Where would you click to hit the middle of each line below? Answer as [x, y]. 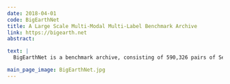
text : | [18, 51]
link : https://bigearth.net [47, 32]
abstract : [21, 39]
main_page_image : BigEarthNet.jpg [56, 70]
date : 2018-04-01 [32, 13]
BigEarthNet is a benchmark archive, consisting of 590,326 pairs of [114, 58]
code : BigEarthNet [33, 20]
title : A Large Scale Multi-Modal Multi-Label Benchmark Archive [102, 26]
